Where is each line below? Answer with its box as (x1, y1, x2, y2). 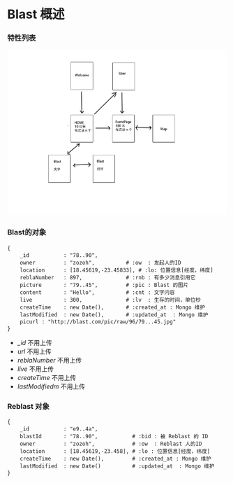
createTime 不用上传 (17, 373, 77, 381)
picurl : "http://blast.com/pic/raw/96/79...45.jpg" (20, 318, 176, 325)
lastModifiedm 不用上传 (17, 382, 86, 391)
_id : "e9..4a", (20, 426, 98, 433)
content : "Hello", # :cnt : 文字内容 (20, 288, 176, 296)
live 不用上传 (17, 365, 54, 373)
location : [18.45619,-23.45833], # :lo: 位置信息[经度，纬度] (20, 267, 214, 274)
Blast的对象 (7, 227, 47, 237)
